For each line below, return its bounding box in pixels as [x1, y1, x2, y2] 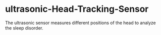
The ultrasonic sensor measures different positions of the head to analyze [5, 20, 156, 26]
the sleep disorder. [5, 25, 44, 31]
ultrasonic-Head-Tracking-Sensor [5, 3, 149, 15]
